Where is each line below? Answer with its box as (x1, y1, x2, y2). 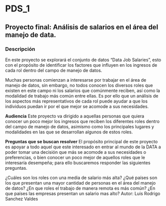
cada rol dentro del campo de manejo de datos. (5, 67, 102, 73)
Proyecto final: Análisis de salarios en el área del (5, 23, 159, 31)
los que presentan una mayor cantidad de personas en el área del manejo (5, 180, 156, 186)
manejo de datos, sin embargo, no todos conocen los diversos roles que (5, 82, 153, 88)
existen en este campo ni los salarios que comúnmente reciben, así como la (5, 88, 161, 94)
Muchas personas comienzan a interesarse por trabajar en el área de (5, 77, 147, 83)
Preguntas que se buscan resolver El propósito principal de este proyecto (5, 138, 158, 144)
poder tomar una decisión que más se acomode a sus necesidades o (5, 149, 147, 155)
